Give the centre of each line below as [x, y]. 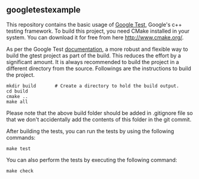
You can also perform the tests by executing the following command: [92, 160]
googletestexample [43, 10]
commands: [21, 137]
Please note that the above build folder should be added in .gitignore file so [99, 113]
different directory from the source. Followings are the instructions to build [99, 68]
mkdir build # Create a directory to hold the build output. [93, 86]
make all [17, 102]
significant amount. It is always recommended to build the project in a [93, 62]
